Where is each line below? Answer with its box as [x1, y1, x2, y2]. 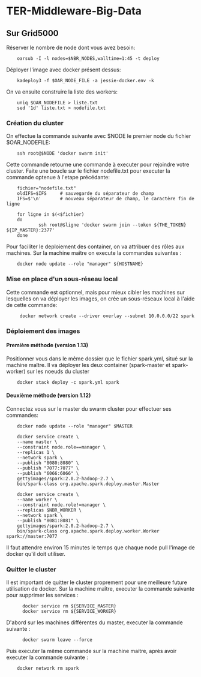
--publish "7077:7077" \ [17, 465, 79, 471]
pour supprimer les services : [6, 592, 79, 599]
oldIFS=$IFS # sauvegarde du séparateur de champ [17, 191, 154, 197]
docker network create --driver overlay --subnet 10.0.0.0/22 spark [19, 313, 195, 319]
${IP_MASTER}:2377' [6, 227, 55, 233]
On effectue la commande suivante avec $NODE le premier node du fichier [6, 133, 191, 140]
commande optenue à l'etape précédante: [6, 174, 110, 181]
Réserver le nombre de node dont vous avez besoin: [6, 44, 136, 51]
